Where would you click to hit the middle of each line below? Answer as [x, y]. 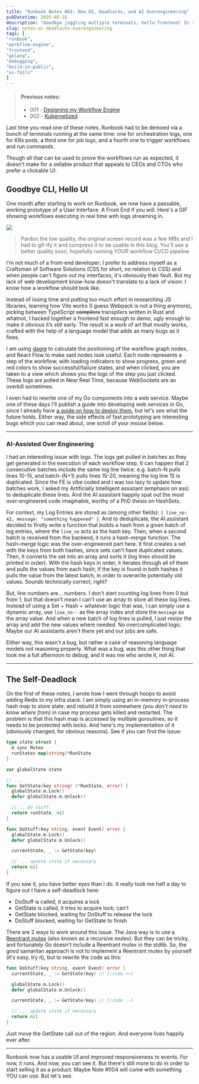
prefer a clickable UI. [32, 171]
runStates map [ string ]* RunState [52, 753]
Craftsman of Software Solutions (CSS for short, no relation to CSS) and [94, 269]
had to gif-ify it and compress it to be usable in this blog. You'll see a [104, 245]
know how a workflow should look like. [53, 288]
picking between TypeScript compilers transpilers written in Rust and [90, 312]
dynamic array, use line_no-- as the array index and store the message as [95, 612]
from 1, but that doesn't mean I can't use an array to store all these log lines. [99, 600]
